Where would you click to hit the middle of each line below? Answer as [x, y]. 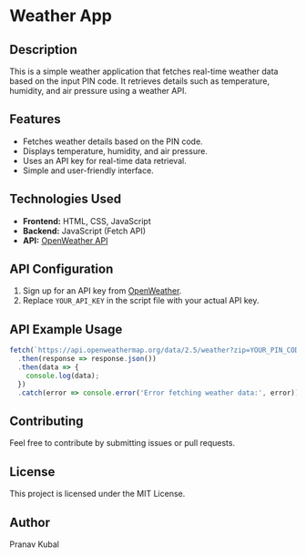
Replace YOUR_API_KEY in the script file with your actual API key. [141, 301]
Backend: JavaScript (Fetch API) [84, 231]
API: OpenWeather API [65, 240]
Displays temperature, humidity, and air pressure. [115, 150]
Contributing [46, 421]
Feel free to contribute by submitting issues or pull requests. [122, 443]
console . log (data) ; [63, 376]
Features [35, 119]
